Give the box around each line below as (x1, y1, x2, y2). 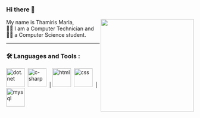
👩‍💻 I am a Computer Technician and (6, 25, 94, 32)
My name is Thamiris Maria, (6, 19, 74, 26)
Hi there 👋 (6, 5, 36, 14)
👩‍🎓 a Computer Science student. (6, 31, 86, 39)
